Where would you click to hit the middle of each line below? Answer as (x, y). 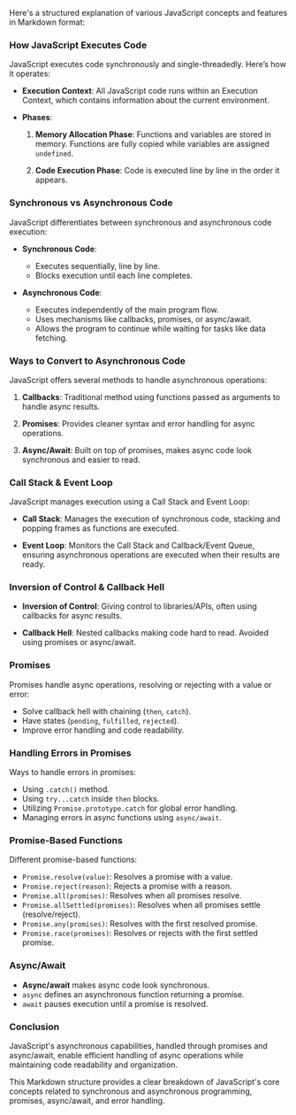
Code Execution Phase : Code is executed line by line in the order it (157, 171)
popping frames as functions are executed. (100, 528)
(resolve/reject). (51, 914)
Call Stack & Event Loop (61, 482)
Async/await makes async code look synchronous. (116, 985)
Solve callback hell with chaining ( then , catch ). (106, 711)
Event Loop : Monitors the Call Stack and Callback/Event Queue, (138, 546)
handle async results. (61, 406)
